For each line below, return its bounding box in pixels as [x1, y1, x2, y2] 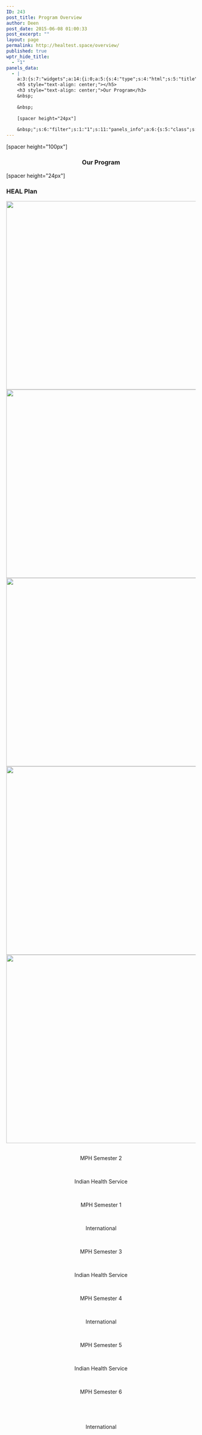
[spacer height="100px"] [6, 143, 68, 150]
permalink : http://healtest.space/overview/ [6, 43, 120, 49]
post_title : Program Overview [6, 14, 82, 20]
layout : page [6, 37, 39, 43]
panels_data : [6, 65, 39, 71]
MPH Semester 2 [80, 1155, 122, 1162]
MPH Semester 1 [80, 1201, 122, 1209]
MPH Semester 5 [80, 1342, 122, 1349]
